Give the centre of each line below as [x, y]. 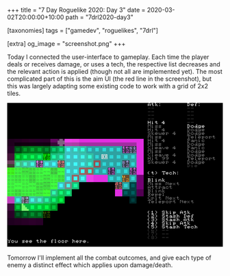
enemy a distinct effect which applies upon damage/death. [90, 265]
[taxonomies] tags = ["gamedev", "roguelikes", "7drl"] [83, 30]
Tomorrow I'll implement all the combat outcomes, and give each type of [109, 258]
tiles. [14, 93]
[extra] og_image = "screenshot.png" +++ [66, 43]
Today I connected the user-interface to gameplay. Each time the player [108, 57]
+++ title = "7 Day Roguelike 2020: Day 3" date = [76, 10]
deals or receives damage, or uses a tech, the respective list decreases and [114, 64]
